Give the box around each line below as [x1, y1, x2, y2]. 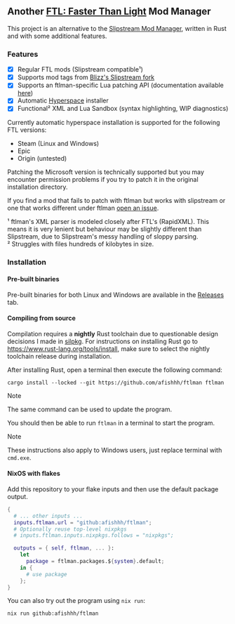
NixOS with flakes [7, 470, 61, 478]
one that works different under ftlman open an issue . [7, 204, 159, 213]
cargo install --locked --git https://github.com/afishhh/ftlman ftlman [7, 379, 224, 386]
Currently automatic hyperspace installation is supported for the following [7, 119, 220, 127]
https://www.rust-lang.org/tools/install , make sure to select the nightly [7, 344, 210, 353]
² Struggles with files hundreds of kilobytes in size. [7, 240, 154, 248]
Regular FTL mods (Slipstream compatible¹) [17, 65, 144, 74]
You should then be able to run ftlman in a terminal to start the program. [7, 418, 215, 427]
